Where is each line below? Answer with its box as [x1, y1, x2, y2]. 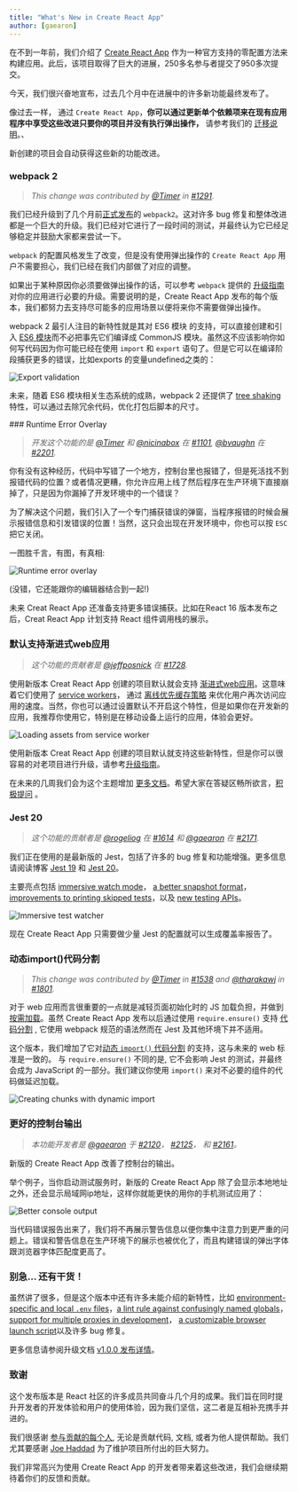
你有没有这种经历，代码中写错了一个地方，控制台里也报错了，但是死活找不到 [9, 465, 289, 475]
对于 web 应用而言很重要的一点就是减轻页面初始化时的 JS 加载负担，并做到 [9, 1001, 284, 1012]
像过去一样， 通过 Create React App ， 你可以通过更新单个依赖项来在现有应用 [9, 106, 287, 117]
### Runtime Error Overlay [9, 419, 107, 429]
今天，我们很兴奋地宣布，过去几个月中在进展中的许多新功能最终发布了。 [9, 88, 273, 98]
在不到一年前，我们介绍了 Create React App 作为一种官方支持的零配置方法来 [9, 46, 288, 58]
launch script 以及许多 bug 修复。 [9, 1325, 130, 1336]
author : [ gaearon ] [9, 21, 77, 30]
